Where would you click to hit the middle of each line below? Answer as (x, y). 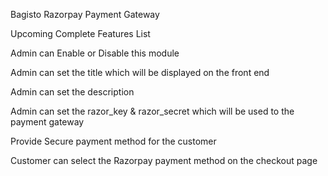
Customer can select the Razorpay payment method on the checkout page (164, 160)
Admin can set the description (72, 92)
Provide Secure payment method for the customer (113, 141)
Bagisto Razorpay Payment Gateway (85, 14)
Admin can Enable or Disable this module (95, 53)
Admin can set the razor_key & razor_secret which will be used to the (152, 111)
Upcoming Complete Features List (80, 33)
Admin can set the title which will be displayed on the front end (140, 72)
